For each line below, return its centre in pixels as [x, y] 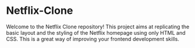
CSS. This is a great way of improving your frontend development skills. [93, 39]
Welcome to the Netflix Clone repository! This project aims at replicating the [98, 27]
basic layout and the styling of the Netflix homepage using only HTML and [96, 32]
